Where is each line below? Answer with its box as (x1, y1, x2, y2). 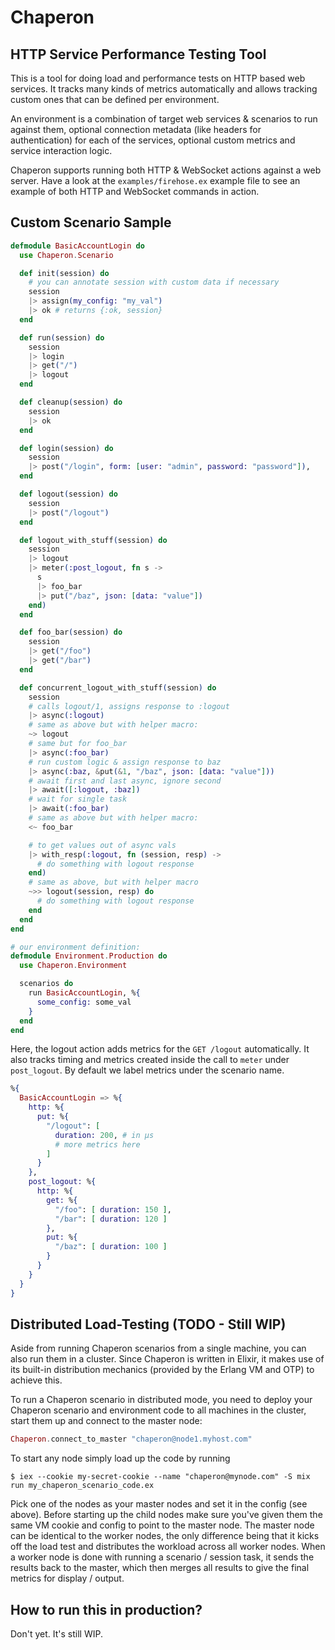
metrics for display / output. (10, 1572, 125, 1585)
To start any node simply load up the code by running (10, 1452, 231, 1465)
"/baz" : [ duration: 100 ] (54, 1242, 168, 1252)
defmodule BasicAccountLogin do (10, 241, 145, 251)
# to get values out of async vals (28, 840, 177, 850)
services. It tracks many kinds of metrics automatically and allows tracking (10, 83, 318, 95)
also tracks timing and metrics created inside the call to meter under (10, 1054, 290, 1066)
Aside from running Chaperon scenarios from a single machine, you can (10, 1342, 307, 1355)
